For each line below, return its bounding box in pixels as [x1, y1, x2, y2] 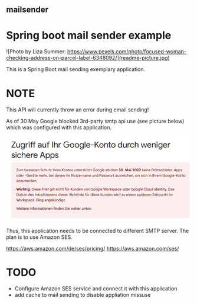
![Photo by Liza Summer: [6, 48, 66, 55]
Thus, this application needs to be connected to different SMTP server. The [6, 227, 189, 234]
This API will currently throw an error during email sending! [6, 106, 149, 113]
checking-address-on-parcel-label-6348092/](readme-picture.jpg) [6, 55, 170, 62]
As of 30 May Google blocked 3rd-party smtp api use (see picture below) [6, 118, 185, 125]
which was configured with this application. [6, 124, 112, 131]
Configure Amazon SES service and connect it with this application [14, 285, 178, 292]
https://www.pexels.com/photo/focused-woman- [67, 48, 187, 55]
